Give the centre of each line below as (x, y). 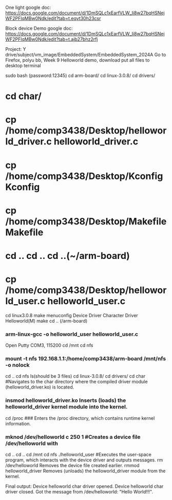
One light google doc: (28, 7)
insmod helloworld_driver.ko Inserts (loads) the (66, 400)
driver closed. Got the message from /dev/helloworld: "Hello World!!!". (79, 492)
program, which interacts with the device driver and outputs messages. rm (84, 460)
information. (18, 423)
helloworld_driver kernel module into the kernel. (66, 407)
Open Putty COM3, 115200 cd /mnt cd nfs (49, 345)
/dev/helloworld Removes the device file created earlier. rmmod (72, 466)
